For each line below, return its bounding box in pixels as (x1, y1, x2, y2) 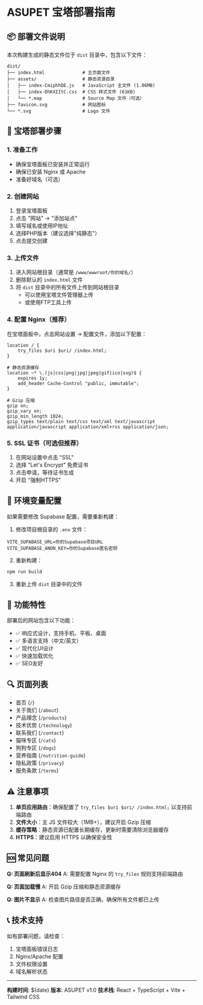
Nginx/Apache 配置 (15, 952, 64, 960)
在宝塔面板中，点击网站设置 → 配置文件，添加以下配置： (7, 330, 147, 337)
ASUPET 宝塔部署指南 (7, 5, 116, 19)
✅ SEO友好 (15, 660, 43, 667)
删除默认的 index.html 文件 (15, 276, 83, 284)
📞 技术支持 (7, 915, 44, 925)
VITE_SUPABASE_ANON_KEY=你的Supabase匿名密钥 (7, 545, 118, 551)
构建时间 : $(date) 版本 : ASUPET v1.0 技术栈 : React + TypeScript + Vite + (7, 986, 186, 994)
